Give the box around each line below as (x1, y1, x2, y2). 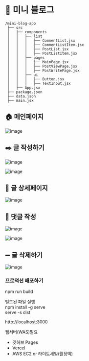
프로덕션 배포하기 (5, 277, 44, 284)
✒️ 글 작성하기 (5, 144, 45, 152)
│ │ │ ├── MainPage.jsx (7, 59, 69, 64)
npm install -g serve (5, 304, 45, 310)
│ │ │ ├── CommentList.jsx (7, 38, 76, 43)
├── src (7, 25, 23, 30)
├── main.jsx (7, 98, 34, 103)
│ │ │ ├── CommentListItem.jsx (7, 42, 84, 47)
